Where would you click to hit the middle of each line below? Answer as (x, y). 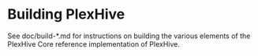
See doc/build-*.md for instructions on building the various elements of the (129, 36)
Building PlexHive (66, 14)
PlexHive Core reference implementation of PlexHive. (94, 44)
